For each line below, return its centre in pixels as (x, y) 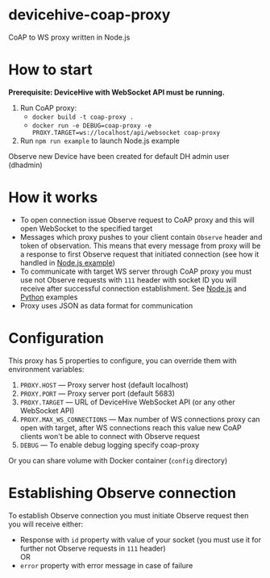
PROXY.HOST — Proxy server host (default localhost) (104, 384)
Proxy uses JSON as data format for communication (106, 305)
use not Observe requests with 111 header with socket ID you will (128, 279)
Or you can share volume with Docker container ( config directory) (118, 460)
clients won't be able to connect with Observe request (110, 436)
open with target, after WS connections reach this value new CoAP (131, 427)
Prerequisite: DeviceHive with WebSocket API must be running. (117, 92)
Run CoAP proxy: (48, 107)
